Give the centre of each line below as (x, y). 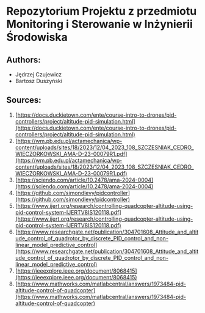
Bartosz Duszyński (39, 81)
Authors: (23, 60)
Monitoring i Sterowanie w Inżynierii (100, 24)
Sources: (24, 100)
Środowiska (37, 37)
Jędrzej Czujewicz (38, 74)
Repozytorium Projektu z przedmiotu (102, 11)
